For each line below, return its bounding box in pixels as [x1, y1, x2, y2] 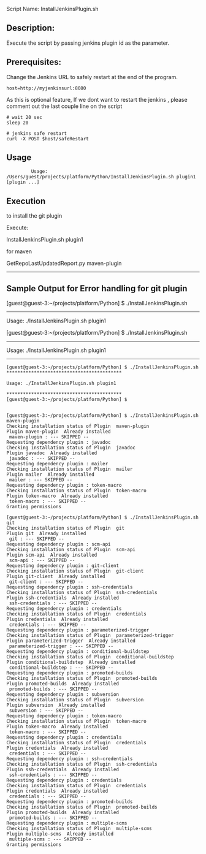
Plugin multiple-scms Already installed [6, 831, 114, 837]
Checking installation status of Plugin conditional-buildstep [6, 654, 174, 660]
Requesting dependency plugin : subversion [6, 692, 120, 698]
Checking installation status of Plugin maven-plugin [6, 423, 150, 430]
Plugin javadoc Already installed [6, 450, 97, 456]
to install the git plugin [6, 212, 63, 219]
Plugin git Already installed [6, 530, 86, 537]
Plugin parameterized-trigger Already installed [6, 638, 136, 644]
